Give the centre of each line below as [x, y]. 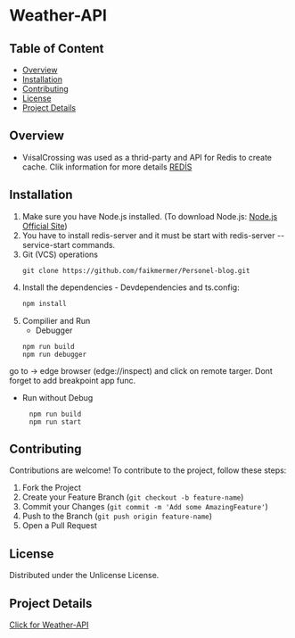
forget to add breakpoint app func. [73, 380]
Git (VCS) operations [60, 254]
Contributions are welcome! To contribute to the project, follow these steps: [148, 470]
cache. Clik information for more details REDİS [107, 167]
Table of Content [57, 49]
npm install [44, 303]
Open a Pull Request [60, 526]
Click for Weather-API [49, 625]
